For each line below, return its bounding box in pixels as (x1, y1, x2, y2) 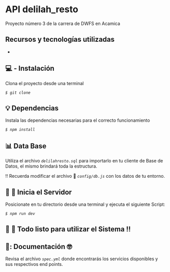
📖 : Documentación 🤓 (5, 242, 72, 251)
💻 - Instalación (5, 64, 54, 73)
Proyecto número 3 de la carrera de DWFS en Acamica (5, 20, 121, 26)
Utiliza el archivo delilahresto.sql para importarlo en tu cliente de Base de (5, 158, 163, 164)
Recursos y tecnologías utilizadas (5, 35, 115, 44)
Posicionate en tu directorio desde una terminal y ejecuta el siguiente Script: (5, 201, 165, 207)
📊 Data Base (5, 142, 47, 150)
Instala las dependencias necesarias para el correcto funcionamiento (5, 117, 150, 123)
